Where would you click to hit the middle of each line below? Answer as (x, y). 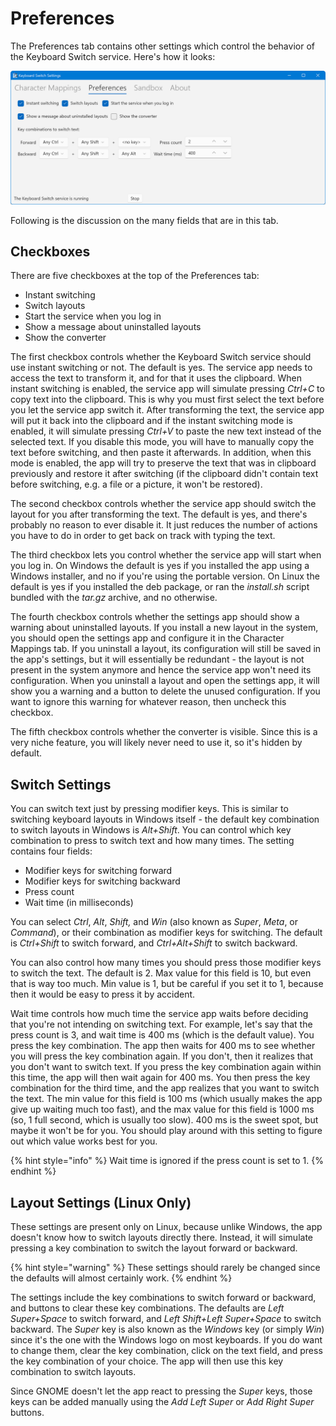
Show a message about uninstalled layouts (113, 327)
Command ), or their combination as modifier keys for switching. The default (166, 933)
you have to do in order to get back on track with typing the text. (143, 536)
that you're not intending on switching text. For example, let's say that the (161, 1024)
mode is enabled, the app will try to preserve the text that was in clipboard (163, 463)
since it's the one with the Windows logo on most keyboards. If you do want (166, 1339)
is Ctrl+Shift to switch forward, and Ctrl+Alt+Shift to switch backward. (154, 943)
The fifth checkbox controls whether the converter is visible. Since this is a (164, 732)
